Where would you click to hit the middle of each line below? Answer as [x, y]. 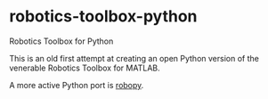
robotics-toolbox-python [103, 16]
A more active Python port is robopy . [77, 85]
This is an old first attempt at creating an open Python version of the [134, 58]
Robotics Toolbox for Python [61, 41]
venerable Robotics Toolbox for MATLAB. [85, 68]
